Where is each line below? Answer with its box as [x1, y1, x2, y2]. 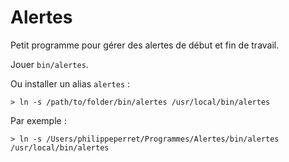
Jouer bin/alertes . [10, 58, 89, 70]
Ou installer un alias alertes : [10, 77, 131, 90]
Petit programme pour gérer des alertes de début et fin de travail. [10, 39, 280, 51]
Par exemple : [10, 114, 67, 126]
